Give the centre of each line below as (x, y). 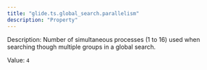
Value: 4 (18, 60)
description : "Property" (42, 20)
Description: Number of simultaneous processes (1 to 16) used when (103, 39)
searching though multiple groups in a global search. (82, 47)
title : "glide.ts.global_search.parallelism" (73, 13)
